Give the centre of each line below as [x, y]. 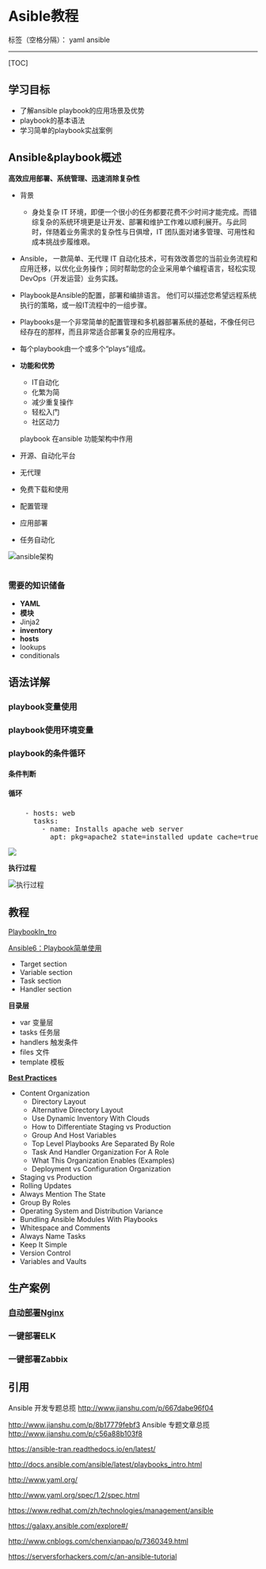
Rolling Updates [46, 1186]
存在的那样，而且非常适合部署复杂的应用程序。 [103, 331]
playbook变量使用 [43, 707]
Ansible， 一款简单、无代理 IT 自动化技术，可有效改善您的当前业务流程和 [139, 258]
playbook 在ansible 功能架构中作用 [76, 438]
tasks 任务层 [40, 1032]
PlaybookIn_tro [32, 931]
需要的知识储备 [37, 585]
